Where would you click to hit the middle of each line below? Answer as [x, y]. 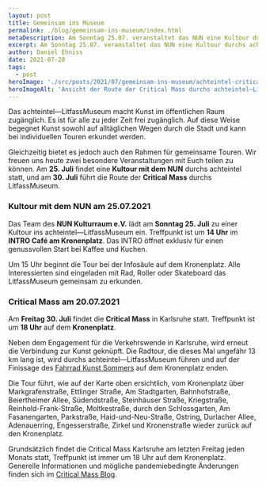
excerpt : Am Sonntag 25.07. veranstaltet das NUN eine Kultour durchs [127, 45]
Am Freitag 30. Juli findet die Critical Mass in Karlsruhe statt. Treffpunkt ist [132, 318]
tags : [17, 67]
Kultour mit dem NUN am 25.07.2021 [80, 207]
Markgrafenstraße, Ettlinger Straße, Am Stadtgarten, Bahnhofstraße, [120, 391]
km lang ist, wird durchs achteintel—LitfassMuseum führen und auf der [124, 359]
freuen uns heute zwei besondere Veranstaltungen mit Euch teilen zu [121, 161]
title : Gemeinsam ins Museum [56, 23]
